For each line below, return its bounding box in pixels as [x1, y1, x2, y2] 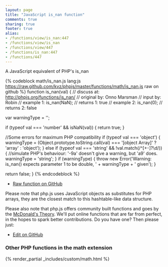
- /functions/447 [5, 54, 42, 60]
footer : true [5, 26, 33, 31]
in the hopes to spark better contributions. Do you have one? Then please [5, 216, 159, 223]
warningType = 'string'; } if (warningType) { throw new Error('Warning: [5, 156, 152, 162]
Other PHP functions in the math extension [5, 244, 113, 251]
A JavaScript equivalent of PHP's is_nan [5, 68, 89, 74]
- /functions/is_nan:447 [5, 50, 58, 55]
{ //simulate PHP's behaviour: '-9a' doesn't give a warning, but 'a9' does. [5, 150, 158, 157]
